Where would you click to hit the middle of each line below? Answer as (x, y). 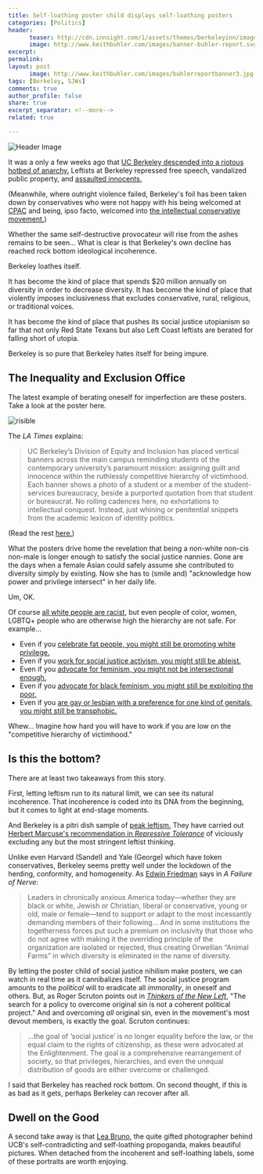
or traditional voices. (41, 306)
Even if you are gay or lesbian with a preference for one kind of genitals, (136, 702)
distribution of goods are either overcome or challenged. (118, 1070)
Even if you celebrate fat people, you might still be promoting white (128, 644)
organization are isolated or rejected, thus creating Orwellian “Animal (138, 947)
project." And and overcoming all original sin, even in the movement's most (129, 1012)
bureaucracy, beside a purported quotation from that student (155, 492)
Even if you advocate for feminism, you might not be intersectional (126, 669)
